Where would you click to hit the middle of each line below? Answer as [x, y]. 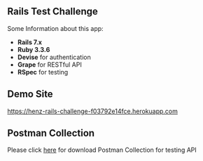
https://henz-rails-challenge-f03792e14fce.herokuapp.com [93, 111]
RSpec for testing [43, 72]
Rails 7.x [29, 42]
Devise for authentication [54, 57]
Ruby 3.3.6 [34, 49]
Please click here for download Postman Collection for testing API [102, 150]
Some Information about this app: [55, 28]
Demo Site [30, 94]
